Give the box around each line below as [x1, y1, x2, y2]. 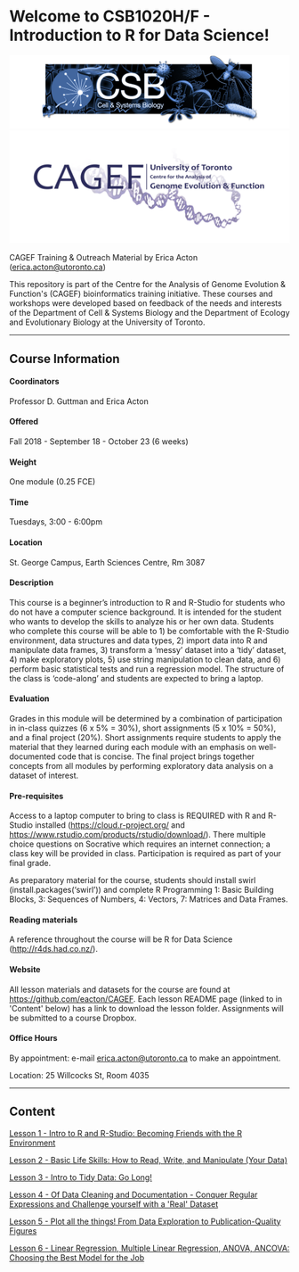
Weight [9, 457, 37, 467]
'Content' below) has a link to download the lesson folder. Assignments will [9, 1003, 285, 1013]
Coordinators [9, 376, 60, 387]
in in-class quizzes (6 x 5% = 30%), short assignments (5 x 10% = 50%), [9, 723, 277, 733]
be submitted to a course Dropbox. [9, 1012, 137, 1023]
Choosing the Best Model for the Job [9, 1251, 145, 1263]
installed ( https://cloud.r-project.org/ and [35, 820, 185, 830]
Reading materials [9, 914, 78, 925]
